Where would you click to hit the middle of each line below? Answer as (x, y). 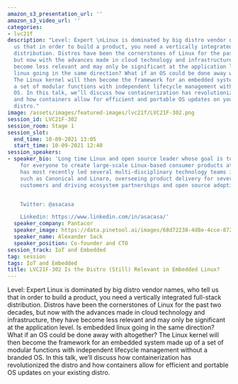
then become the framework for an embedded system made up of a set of (116, 343)
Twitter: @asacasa (47, 204)
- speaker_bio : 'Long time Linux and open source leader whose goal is (115, 159)
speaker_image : (36, 230)
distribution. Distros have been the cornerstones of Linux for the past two (114, 305)
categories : (25, 27)
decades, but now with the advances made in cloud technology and (106, 312)
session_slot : (28, 132)
